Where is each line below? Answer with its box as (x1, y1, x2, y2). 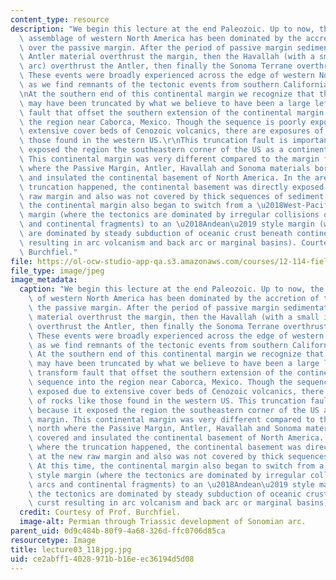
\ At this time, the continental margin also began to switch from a (28, 461, 325, 471)
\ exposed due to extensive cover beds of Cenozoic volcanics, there (28, 386, 325, 396)
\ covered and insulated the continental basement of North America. (28, 433, 325, 443)
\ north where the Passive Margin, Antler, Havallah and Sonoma (28, 424, 302, 434)
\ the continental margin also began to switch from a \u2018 (19, 201, 284, 211)
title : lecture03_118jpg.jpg (10, 544, 132, 555)
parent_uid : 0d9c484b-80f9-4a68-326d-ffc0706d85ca (10, 526, 226, 536)
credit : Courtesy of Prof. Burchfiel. (19, 507, 182, 518)
